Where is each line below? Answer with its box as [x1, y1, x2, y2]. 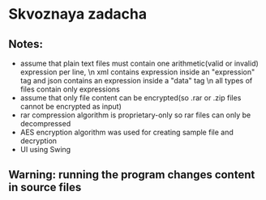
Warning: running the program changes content [8, 168, 255, 182]
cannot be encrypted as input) [19, 102, 122, 111]
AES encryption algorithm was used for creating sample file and [19, 127, 234, 137]
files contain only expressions [19, 84, 120, 94]
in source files [8, 181, 82, 194]
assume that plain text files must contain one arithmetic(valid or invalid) [19, 58, 260, 68]
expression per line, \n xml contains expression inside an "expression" [19, 67, 255, 77]
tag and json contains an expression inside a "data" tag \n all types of [19, 76, 253, 85]
